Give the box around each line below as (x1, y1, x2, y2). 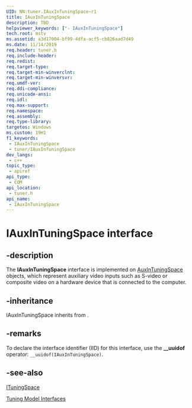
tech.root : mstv (6, 31, 46, 37)
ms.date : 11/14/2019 (6, 42, 57, 48)
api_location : (6, 185, 41, 191)
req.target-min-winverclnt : (6, 69, 76, 75)
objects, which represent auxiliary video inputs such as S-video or (6, 272, 168, 280)
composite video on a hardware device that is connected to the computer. (6, 279, 187, 286)
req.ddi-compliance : (6, 86, 57, 92)
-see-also (6, 368, 43, 378)
